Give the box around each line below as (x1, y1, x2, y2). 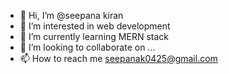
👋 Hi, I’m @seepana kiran (19, 10, 124, 21)
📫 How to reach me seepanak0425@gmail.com (19, 53, 218, 64)
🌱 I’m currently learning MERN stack (19, 31, 169, 42)
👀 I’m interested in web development (19, 20, 171, 32)
